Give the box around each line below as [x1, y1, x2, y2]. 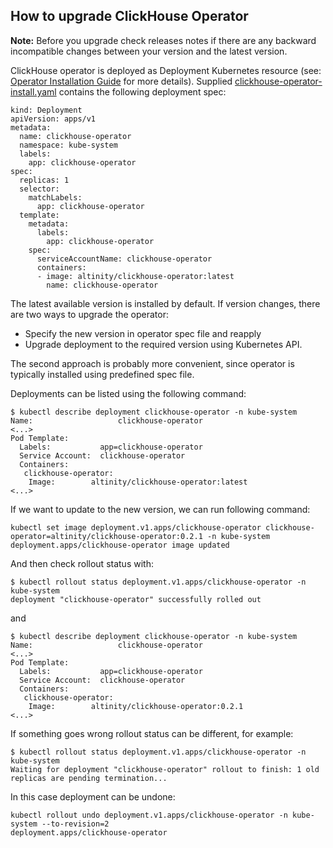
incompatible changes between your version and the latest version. [10, 45, 288, 57]
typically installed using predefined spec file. [10, 368, 195, 380]
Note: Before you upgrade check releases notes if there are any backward [10, 34, 317, 46]
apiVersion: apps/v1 [10, 114, 97, 124]
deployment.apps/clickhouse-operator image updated [10, 540, 230, 550]
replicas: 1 [19, 175, 70, 185]
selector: [19, 184, 60, 194]
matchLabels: [28, 192, 83, 203]
